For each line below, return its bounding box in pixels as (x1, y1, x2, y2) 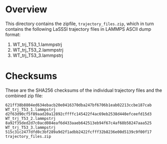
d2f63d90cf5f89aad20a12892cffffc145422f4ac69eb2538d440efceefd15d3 (5, 111, 152, 116)
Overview (5, 4, 47, 15)
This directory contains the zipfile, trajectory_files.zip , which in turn (5, 20, 154, 27)
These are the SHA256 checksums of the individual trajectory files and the (5, 87, 162, 93)
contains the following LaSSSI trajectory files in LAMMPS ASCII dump (5, 26, 152, 32)
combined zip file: (5, 92, 43, 98)
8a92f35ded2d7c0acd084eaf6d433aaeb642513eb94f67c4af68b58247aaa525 (5, 120, 152, 126)
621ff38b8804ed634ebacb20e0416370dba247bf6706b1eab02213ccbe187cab (5, 102, 152, 108)
